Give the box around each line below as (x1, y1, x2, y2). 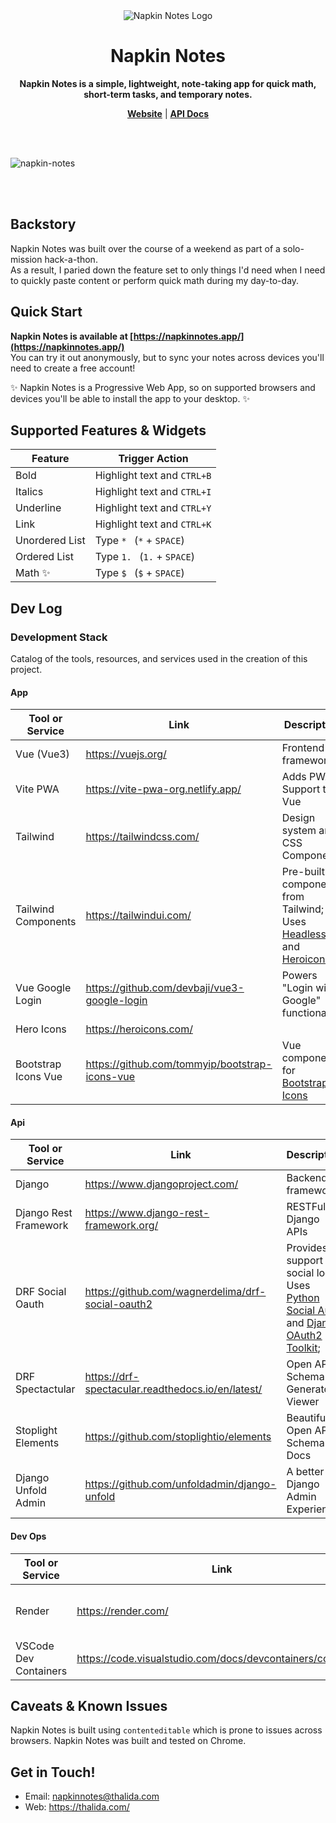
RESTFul (286, 1200, 327, 1214)
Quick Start (10, 304, 83, 321)
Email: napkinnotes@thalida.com (24, 1790, 160, 1803)
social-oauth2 (84, 1297, 153, 1311)
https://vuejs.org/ (85, 747, 167, 761)
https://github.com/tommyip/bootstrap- (85, 1057, 273, 1071)
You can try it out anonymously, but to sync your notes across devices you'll (10, 351, 325, 363)
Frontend (281, 741, 325, 755)
